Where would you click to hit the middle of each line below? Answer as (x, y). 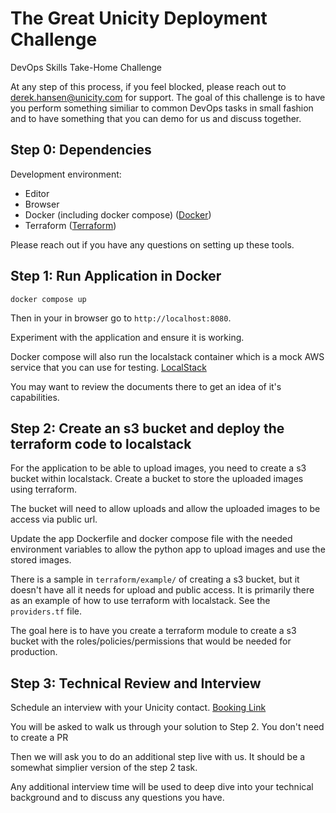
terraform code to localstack (101, 443)
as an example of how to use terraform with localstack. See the (140, 601)
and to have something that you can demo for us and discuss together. (156, 118)
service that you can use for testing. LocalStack (108, 367)
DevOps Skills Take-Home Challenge (86, 67)
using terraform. (44, 489)
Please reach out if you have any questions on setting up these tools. (152, 244)
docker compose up (48, 299)
